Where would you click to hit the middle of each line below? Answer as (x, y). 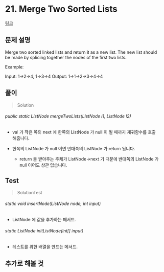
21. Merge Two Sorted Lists (61, 9)
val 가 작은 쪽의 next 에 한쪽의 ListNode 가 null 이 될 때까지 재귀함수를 (79, 132)
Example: (14, 67)
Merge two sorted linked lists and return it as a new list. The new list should (81, 52)
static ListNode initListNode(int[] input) (44, 231)
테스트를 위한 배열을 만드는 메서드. (45, 247)
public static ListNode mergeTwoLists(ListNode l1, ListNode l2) (68, 116)
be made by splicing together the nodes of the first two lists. (66, 57)
